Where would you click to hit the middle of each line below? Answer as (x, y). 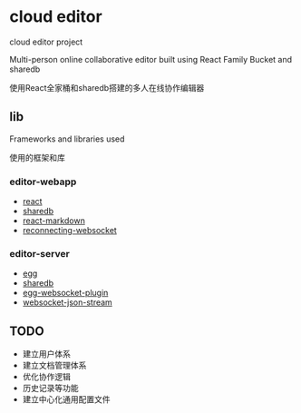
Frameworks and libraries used (67, 139)
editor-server (39, 253)
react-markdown (54, 221)
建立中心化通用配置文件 (66, 399)
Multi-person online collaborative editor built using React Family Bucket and (151, 59)
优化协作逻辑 (46, 377)
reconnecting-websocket (70, 231)
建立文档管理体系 (54, 366)
